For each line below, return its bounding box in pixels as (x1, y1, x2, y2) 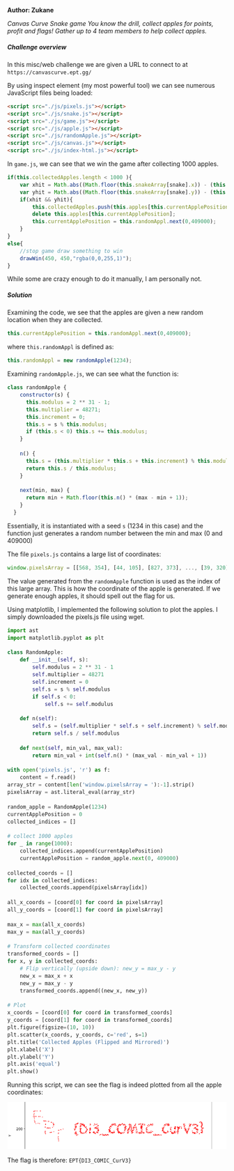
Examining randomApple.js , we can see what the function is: (7, 369, 179, 378)
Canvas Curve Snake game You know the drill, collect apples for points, (7, 20, 214, 27)
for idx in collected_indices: (7, 877, 98, 884)
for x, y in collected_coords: (7, 958, 98, 965)
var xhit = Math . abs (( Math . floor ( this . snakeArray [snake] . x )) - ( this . (19, 181, 229, 188)
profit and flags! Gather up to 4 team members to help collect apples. (7, 27, 208, 35)
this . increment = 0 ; (25, 413, 86, 420)
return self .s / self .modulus (32, 730, 120, 737)
